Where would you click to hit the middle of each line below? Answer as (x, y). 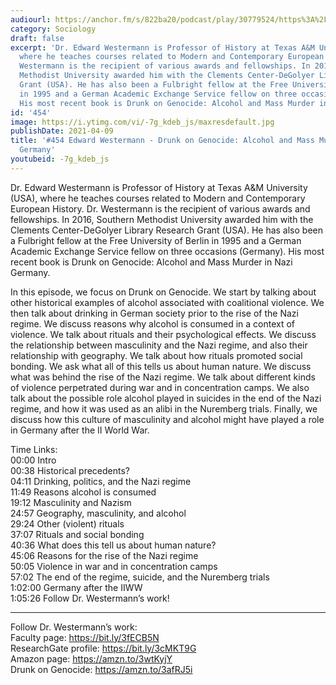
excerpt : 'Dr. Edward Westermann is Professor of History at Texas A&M (162, 47)
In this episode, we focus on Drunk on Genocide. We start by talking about (163, 292)
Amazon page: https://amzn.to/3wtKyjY (91, 658)
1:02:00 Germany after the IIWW (76, 587)
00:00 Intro (33, 460)
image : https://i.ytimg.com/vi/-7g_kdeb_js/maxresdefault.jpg (142, 122)
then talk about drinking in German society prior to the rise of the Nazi (154, 313)
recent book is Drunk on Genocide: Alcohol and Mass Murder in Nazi (151, 262)
